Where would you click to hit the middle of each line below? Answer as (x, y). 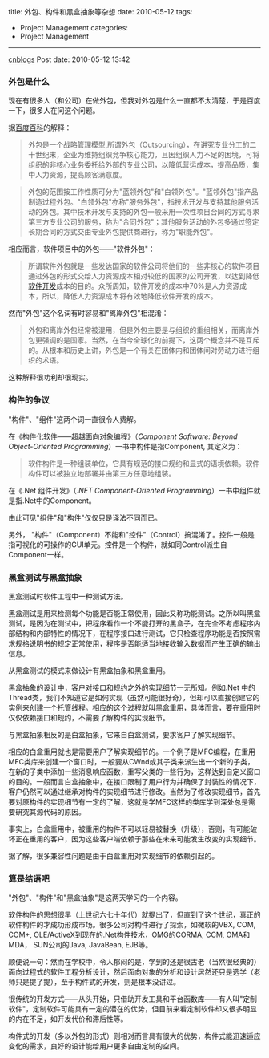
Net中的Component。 (60, 501)
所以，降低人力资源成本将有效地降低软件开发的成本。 (130, 296)
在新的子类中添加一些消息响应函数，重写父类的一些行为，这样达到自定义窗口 (134, 772)
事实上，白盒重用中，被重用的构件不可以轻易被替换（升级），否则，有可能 (129, 829)
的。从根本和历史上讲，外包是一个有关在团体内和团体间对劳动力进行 (140, 351)
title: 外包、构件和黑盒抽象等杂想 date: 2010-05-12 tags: (100, 12)
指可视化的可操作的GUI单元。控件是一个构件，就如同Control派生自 (118, 545)
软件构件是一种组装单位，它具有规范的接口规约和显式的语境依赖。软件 (144, 463)
